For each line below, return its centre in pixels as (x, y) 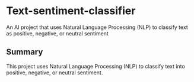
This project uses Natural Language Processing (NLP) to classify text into (96, 66)
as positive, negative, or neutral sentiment (57, 33)
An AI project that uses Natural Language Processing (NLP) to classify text (97, 27)
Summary (25, 52)
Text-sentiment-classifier (71, 11)
